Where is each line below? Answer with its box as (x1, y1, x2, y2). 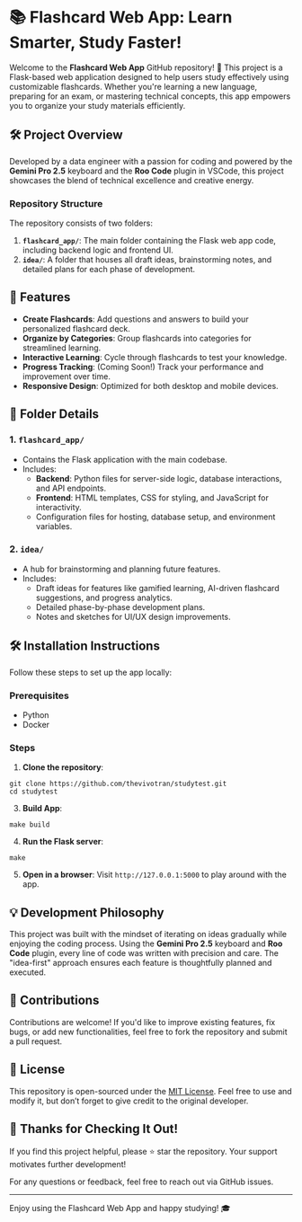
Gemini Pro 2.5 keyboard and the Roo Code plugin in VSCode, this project (9, 165, 285, 176)
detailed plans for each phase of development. (22, 264, 196, 275)
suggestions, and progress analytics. (35, 592, 173, 603)
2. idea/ (9, 543, 45, 555)
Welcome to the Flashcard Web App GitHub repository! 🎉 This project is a (9, 62, 283, 73)
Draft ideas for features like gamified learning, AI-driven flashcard (35, 582, 280, 593)
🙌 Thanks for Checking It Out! (9, 1121, 178, 1137)
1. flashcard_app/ (9, 433, 85, 446)
